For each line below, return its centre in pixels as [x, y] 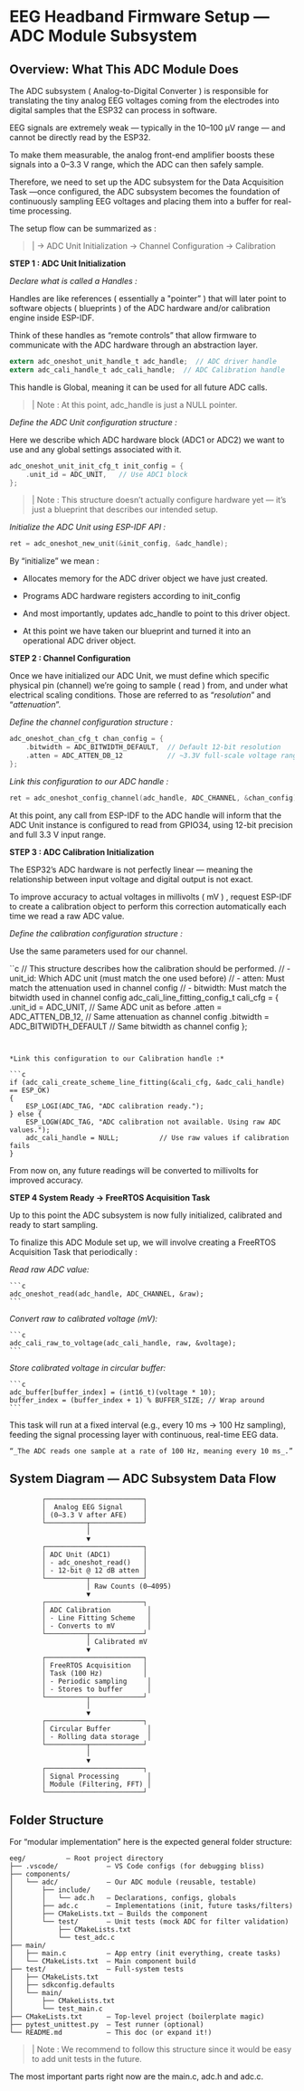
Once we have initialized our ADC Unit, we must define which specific [139, 676]
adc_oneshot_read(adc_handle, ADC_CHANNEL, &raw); [107, 1294]
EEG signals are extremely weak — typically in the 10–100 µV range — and [147, 128]
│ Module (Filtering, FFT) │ [97, 1784]
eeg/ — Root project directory [87, 1858]
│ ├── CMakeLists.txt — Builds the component [109, 1914]
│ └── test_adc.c [62, 1938]
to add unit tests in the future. [86, 2059]
